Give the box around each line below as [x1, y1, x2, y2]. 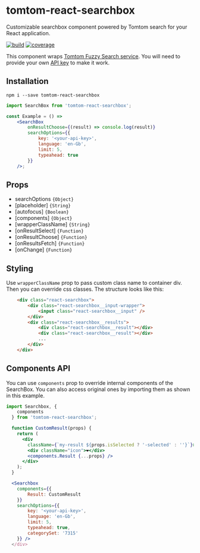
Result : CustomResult [27, 491, 82, 498]
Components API [6, 364, 70, 374]
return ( [17, 431, 39, 437]
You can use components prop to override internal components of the [6, 379, 174, 386]
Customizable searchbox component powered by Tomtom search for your [6, 23, 187, 30]
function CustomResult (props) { [11, 425, 92, 431]
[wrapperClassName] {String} [14, 221, 90, 228]
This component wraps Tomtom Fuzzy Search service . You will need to [6, 52, 180, 60]
